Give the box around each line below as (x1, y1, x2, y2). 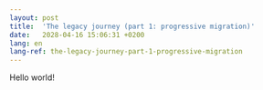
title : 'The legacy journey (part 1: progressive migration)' (9, 22, 256, 31)
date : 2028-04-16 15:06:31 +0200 (9, 30, 145, 39)
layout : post (9, 13, 59, 23)
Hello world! (9, 72, 55, 83)
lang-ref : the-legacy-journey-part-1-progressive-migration (9, 47, 244, 56)
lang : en (9, 38, 43, 48)
